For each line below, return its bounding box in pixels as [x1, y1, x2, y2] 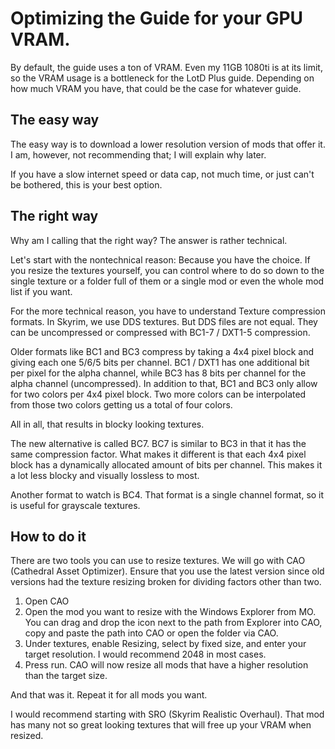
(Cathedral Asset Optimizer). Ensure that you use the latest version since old [10, 565, 325, 577]
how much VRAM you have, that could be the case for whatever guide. [10, 82, 302, 94]
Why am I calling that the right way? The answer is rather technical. [10, 234, 288, 246]
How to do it [10, 528, 87, 545]
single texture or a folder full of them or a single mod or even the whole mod [10, 275, 325, 287]
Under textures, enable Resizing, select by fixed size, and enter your [24, 638, 307, 650]
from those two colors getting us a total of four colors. [10, 398, 233, 411]
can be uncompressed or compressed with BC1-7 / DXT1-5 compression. [10, 326, 311, 338]
